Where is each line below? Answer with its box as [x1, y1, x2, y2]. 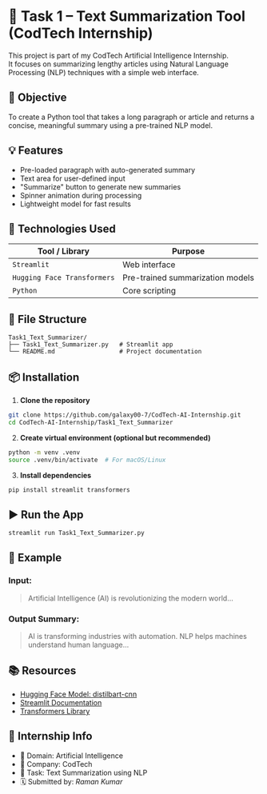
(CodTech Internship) [8, 24, 153, 42]
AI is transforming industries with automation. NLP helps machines [27, 632, 248, 641]
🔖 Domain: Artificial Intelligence [19, 751, 124, 760]
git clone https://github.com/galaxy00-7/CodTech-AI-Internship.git [8, 411, 241, 419]
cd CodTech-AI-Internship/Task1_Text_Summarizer [8, 418, 173, 426]
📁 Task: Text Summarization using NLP [19, 768, 148, 777]
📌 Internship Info [8, 729, 93, 743]
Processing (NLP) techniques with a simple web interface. [8, 67, 200, 77]
